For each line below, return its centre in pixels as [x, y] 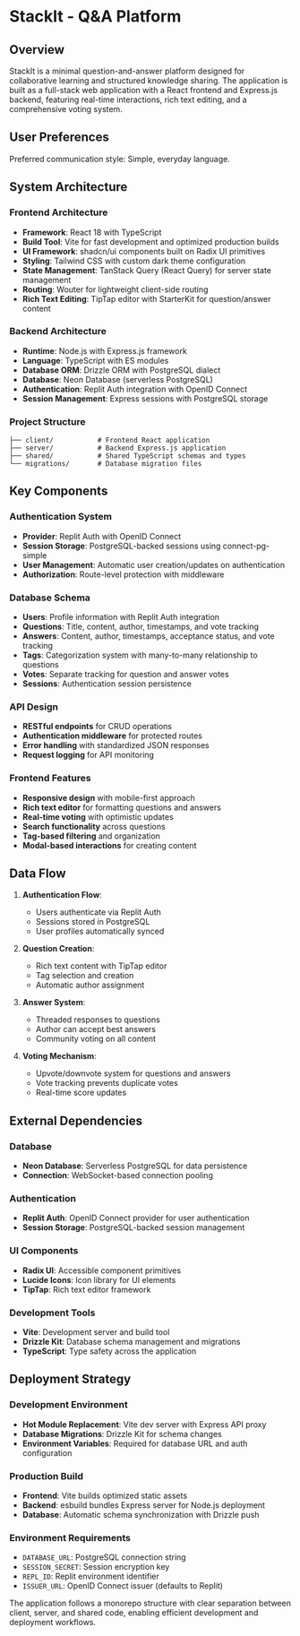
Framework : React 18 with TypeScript [92, 232]
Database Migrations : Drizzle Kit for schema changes [122, 1434]
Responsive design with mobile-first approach [108, 797]
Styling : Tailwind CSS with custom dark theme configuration [134, 261]
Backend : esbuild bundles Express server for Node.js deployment [144, 1505]
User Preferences [59, 138]
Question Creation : [58, 949]
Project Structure [47, 421]
